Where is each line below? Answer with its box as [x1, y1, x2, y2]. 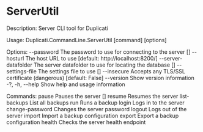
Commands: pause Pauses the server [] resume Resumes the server [6, 92, 179, 100]
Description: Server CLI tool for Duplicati [6, 24, 108, 32]
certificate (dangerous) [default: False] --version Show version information [6, 74, 194, 81]
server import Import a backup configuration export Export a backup [6, 112, 179, 119]
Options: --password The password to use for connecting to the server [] [6, 48, 191, 56]
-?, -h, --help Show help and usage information [6, 81, 125, 88]
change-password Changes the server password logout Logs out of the [6, 105, 187, 112]
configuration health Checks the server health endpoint [6, 118, 146, 126]
